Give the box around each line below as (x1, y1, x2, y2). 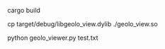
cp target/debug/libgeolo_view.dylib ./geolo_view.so (7, 20, 158, 28)
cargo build (7, 6, 41, 14)
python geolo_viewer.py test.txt (7, 33, 98, 42)
